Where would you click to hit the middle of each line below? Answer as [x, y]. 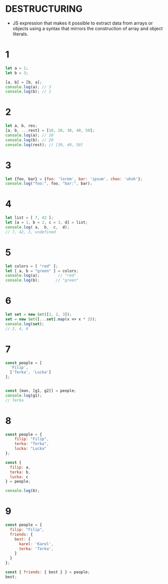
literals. [20, 34]
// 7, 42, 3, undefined [31, 232]
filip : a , [20, 467]
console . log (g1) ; [24, 395]
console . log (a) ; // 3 [28, 87]
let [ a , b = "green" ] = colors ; [42, 271]
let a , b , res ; [21, 126]
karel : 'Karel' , [36, 544]
